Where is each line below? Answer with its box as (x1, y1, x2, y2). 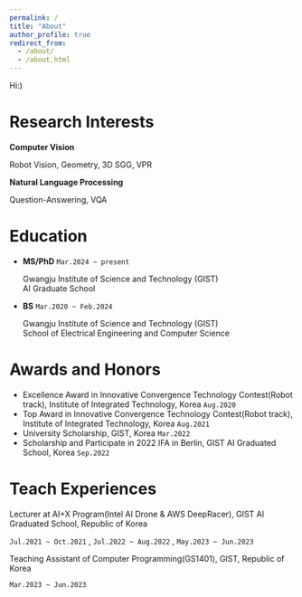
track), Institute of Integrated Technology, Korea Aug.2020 (22, 399, 237, 410)
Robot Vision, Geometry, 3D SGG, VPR (9, 159, 153, 170)
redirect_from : (9, 38, 67, 48)
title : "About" (9, 22, 67, 31)
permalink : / (9, 13, 59, 23)
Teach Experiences (9, 479, 156, 498)
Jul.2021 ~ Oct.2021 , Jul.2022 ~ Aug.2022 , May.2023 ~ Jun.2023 (9, 535, 254, 546)
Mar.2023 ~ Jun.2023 (9, 580, 88, 589)
